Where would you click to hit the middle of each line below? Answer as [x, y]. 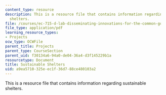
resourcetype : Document [30, 60]
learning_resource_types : [32, 32]
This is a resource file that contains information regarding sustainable [76, 83]
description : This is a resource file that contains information [74, 14]
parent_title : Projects [30, 46]
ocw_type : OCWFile [24, 42]
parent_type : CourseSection [34, 51]
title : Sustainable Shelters [35, 64]
